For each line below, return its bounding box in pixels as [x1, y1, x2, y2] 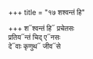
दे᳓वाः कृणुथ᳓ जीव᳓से [8, 41, 61, 51]
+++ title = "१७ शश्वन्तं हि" [8, 8, 86, 17]
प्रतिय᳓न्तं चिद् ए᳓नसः [8, 33, 61, 41]
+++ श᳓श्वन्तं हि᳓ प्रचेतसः [8, 24, 75, 33]
